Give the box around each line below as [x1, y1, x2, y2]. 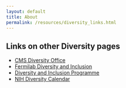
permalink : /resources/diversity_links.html [6, 19, 117, 25]
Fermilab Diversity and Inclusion [14, 63, 93, 70]
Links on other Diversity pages [6, 41, 120, 51]
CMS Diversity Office [14, 57, 66, 64]
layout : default [6, 8, 46, 15]
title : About [6, 14, 38, 20]
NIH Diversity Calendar [14, 76, 70, 83]
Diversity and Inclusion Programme [14, 69, 100, 76]
